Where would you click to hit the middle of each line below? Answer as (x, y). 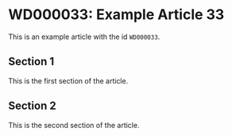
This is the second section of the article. (74, 125)
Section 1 (31, 62)
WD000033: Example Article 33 (116, 15)
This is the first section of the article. (68, 80)
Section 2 (33, 106)
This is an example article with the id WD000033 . (84, 37)
